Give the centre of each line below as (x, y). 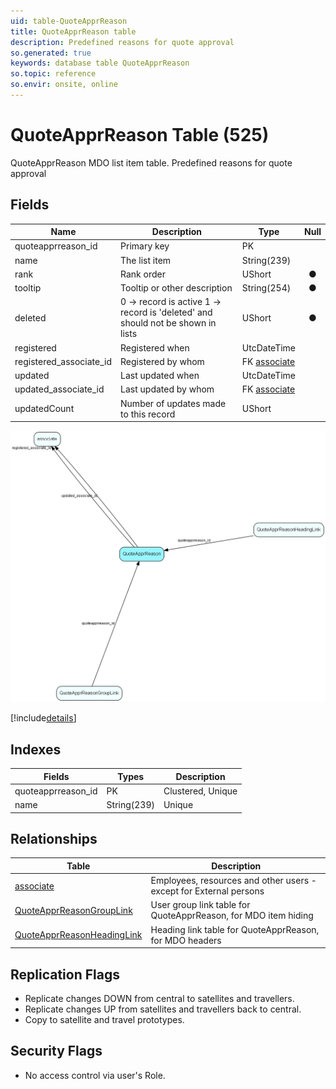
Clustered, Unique (200, 791)
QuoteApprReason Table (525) (140, 135)
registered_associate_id (63, 361)
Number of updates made (173, 403)
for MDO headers (186, 940)
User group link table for (200, 905)
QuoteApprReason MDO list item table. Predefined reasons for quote (151, 162)
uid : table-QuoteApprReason (69, 21)
